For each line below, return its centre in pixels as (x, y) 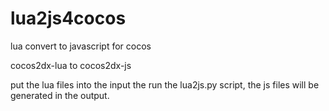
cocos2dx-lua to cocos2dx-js (71, 65)
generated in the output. (60, 95)
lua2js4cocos (68, 18)
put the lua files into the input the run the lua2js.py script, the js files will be (165, 84)
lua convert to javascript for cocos (81, 46)
